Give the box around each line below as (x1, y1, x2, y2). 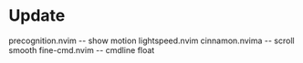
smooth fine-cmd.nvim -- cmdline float (8, 44, 155, 55)
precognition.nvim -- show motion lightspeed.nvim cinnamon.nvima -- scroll (8, 35, 295, 46)
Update (8, 5, 66, 26)
